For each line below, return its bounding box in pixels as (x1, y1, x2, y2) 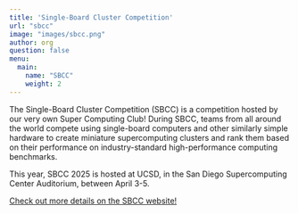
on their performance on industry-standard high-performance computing (9, 142, 278, 152)
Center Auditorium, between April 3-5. (9, 177, 150, 188)
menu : (9, 54, 29, 63)
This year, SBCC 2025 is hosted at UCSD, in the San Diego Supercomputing (9, 169, 287, 179)
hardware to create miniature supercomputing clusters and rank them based (9, 132, 290, 143)
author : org (9, 37, 54, 47)
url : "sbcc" (9, 21, 54, 30)
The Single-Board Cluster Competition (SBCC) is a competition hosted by (9, 103, 278, 114)
